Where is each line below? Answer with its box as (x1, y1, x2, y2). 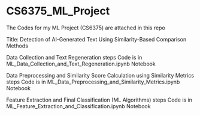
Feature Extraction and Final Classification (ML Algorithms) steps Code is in (6, 96, 193, 103)
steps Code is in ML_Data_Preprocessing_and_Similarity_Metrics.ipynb (6, 78, 180, 85)
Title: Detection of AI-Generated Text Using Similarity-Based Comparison (6, 35, 187, 43)
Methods (6, 42, 29, 49)
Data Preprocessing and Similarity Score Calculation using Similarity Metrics (6, 72, 195, 79)
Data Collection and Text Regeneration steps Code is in (6, 53, 143, 61)
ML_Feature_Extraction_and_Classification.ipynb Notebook (6, 102, 151, 109)
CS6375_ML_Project (6, 4, 110, 18)
